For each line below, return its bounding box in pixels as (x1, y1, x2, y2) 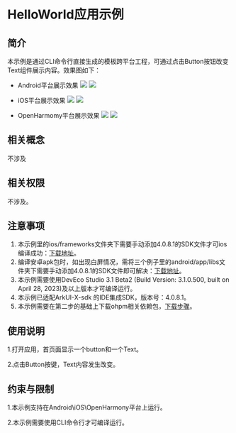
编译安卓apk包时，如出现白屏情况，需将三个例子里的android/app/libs (17, 258, 220, 266)
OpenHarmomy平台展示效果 (17, 111, 100, 119)
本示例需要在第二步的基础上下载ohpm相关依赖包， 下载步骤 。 (17, 302, 196, 311)
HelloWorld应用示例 (7, 6, 124, 23)
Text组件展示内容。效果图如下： (7, 66, 101, 75)
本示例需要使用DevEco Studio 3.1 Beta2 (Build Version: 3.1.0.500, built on (17, 275, 230, 284)
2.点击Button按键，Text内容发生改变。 (7, 360, 119, 369)
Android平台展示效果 (17, 81, 79, 89)
